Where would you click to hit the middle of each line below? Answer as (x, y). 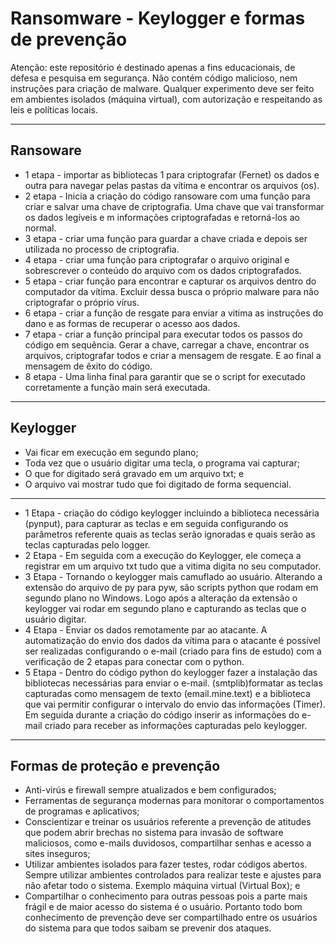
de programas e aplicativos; (82, 811)
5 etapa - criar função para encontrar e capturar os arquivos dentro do (170, 281)
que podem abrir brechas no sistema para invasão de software (154, 833)
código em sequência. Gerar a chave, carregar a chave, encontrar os (167, 344)
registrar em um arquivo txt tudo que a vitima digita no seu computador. (173, 566)
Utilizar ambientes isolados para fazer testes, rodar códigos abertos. (166, 864)
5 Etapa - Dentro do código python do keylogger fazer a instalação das (171, 672)
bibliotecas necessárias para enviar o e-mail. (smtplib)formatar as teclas (173, 683)
